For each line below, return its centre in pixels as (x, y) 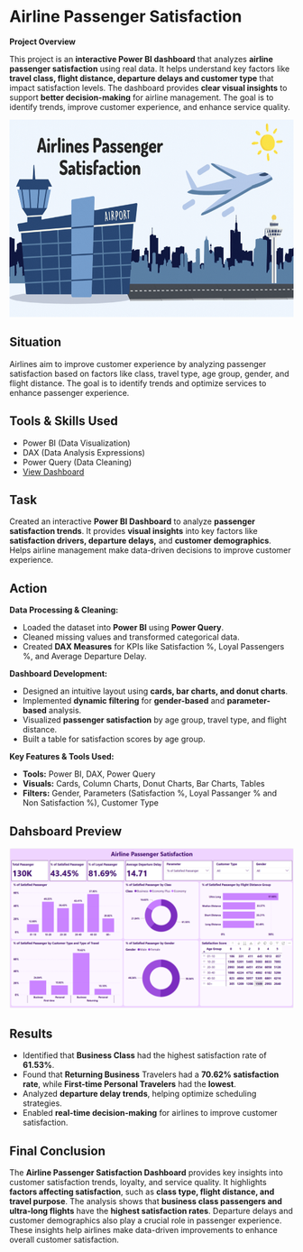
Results (31, 1033)
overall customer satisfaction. (64, 1240)
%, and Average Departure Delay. (84, 657)
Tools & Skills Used (64, 421)
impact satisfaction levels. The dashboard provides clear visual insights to (148, 87)
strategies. (42, 1103)
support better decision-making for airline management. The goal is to (142, 97)
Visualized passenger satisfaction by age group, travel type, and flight (154, 720)
